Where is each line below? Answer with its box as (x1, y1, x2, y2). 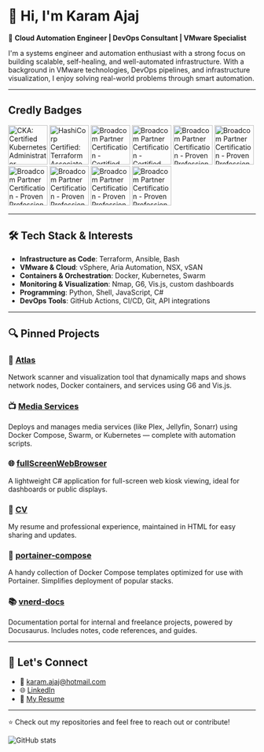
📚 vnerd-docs (8, 596, 65, 607)
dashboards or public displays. (8, 484, 108, 494)
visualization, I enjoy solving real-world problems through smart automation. (8, 73, 255, 83)
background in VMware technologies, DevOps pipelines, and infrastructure (8, 65, 251, 74)
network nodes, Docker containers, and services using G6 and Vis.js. (8, 381, 232, 391)
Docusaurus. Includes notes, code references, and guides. (8, 625, 198, 635)
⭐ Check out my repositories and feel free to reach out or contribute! (8, 717, 230, 727)
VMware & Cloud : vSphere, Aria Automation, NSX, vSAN (19, 262, 203, 272)
